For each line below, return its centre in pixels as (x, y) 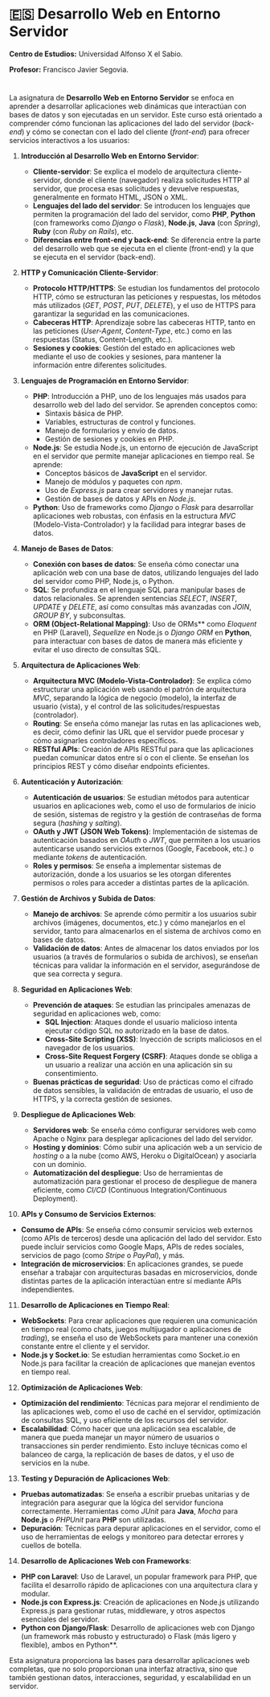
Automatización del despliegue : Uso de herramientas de (128, 1173)
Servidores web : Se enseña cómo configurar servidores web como (144, 1130)
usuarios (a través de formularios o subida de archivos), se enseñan (145, 957)
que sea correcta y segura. (78, 974)
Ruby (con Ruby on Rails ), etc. (83, 232)
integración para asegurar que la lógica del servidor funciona (122, 1503)
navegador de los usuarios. (90, 1048)
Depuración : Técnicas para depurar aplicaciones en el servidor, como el (141, 1528)
